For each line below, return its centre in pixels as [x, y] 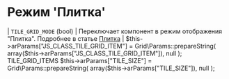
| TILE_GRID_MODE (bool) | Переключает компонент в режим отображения [115, 31]
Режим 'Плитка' [56, 12]
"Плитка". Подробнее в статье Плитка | [66, 38]
